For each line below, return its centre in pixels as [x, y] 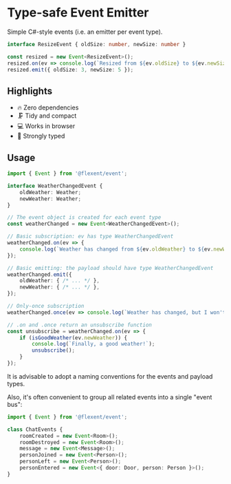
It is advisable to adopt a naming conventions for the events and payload [110, 376]
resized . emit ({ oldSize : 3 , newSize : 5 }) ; [70, 70]
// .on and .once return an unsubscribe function [80, 325]
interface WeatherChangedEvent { [55, 186]
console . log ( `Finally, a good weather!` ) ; [93, 344]
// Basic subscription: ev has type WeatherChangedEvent [90, 236]
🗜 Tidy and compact [47, 116]
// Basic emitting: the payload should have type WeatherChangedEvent [110, 268]
